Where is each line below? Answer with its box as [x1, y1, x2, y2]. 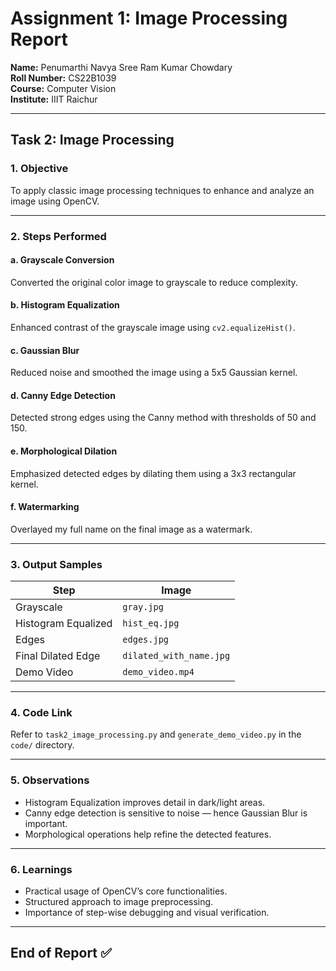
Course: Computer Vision [10, 82, 117, 94]
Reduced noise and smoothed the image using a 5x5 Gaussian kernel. [10, 367, 298, 379]
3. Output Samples [10, 557, 103, 571]
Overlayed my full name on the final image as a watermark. [10, 523, 253, 535]
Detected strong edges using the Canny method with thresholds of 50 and [10, 412, 317, 424]
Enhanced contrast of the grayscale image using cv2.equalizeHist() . [10, 321, 296, 333]
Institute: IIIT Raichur [10, 93, 98, 105]
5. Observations [10, 773, 90, 787]
